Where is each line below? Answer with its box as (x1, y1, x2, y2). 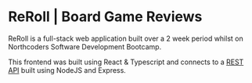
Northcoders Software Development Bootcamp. (8, 41, 162, 51)
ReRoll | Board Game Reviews (8, 8, 203, 26)
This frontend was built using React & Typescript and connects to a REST (8, 57, 244, 67)
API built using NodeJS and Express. (8, 65, 127, 74)
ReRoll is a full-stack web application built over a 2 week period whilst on (8, 34, 244, 43)
